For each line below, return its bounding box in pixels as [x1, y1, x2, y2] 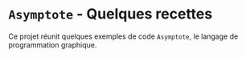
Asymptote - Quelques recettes [8, 5, 213, 23]
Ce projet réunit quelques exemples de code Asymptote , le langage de [8, 31, 239, 41]
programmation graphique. [8, 39, 97, 49]
